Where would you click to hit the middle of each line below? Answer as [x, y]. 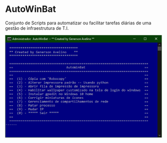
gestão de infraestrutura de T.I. [37, 28]
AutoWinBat [31, 9]
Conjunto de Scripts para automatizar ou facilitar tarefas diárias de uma [78, 23]
